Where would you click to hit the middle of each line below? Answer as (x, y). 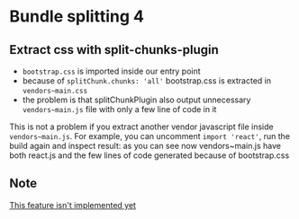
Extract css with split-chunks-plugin (114, 50)
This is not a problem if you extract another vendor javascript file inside (141, 127)
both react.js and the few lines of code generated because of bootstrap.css (149, 155)
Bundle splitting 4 (77, 17)
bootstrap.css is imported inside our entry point (111, 71)
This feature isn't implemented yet (73, 205)
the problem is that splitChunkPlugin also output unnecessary (136, 100)
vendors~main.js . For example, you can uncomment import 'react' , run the (150, 136)
